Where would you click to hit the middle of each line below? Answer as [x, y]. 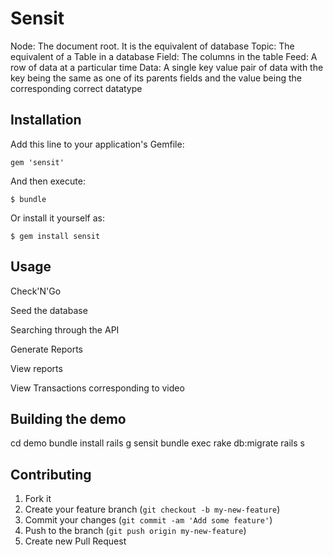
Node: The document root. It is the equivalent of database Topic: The [152, 46]
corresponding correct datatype [76, 88]
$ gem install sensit [55, 236]
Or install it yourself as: [57, 218]
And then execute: [48, 181]
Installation [46, 120]
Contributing [51, 474]
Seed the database [49, 310]
